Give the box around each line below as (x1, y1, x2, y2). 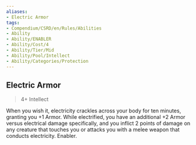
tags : (6, 20, 20, 25)
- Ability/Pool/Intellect (6, 53, 70, 59)
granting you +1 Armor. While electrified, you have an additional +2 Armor (6, 114, 185, 121)
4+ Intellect (20, 96, 49, 103)
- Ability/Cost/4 (6, 42, 49, 48)
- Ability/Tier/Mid (6, 47, 54, 53)
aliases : (6, 8, 28, 15)
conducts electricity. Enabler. (6, 133, 77, 140)
